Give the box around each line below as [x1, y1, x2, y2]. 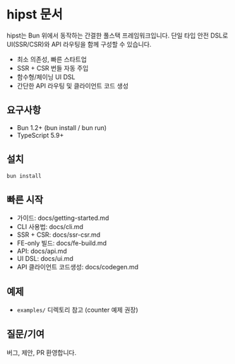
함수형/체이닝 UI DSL [16, 72, 76, 81]
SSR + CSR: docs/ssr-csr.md [16, 230, 101, 239]
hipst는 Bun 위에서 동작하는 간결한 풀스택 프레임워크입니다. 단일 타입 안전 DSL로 [6, 31, 229, 40]
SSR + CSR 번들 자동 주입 [16, 64, 89, 72]
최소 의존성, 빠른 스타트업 [16, 54, 88, 64]
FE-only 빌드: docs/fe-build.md [16, 239, 107, 247]
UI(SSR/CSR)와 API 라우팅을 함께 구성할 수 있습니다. [6, 40, 152, 48]
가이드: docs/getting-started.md [16, 213, 109, 223]
